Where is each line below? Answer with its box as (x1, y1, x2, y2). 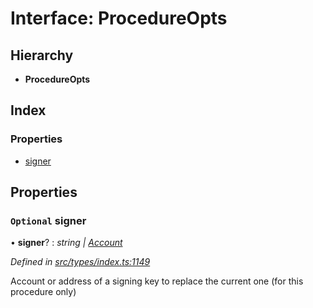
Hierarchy (10, 47, 74, 64)
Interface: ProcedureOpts (10, 7, 228, 30)
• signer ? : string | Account (10, 237, 123, 249)
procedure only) (10, 286, 77, 298)
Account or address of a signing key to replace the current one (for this (10, 275, 304, 287)
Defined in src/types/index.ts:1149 (10, 256, 151, 268)
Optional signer (10, 214, 87, 227)
